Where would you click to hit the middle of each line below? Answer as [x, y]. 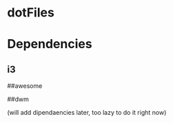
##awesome [25, 86]
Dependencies [50, 44]
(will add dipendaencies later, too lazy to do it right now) [87, 113]
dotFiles [31, 13]
